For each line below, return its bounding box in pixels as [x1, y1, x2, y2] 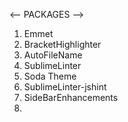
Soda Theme [23, 70, 77, 82]
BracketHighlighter [23, 39, 102, 50]
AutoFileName [23, 49, 83, 61]
